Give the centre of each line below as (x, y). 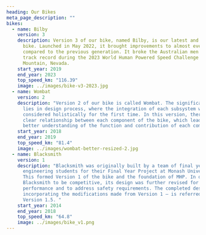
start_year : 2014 (40, 206)
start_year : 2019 (40, 69)
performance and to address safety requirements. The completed (106, 188)
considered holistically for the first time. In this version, (105, 114)
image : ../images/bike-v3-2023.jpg (63, 86)
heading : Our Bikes (31, 12)
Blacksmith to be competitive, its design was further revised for (111, 183)
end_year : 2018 (37, 211)
